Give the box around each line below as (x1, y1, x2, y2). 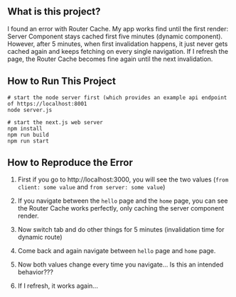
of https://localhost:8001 (7, 100, 87, 107)
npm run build (7, 131, 50, 138)
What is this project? (7, 6, 101, 18)
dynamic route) (17, 233, 63, 242)
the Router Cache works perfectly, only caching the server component (17, 204, 225, 213)
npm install (7, 125, 43, 132)
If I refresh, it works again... (17, 281, 98, 290)
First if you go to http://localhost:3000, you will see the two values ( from (17, 175, 229, 184)
